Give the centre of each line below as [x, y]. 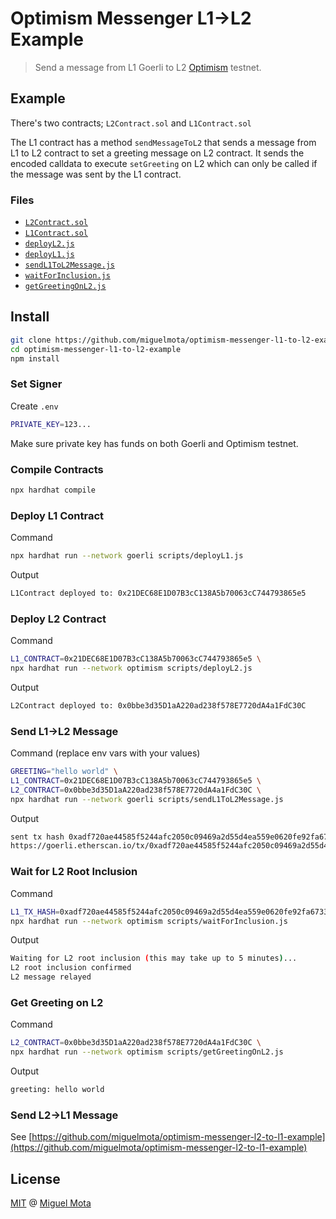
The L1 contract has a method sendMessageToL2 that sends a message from [163, 142]
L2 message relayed [51, 977]
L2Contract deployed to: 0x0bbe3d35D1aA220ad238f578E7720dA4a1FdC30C [158, 705]
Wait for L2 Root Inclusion [74, 872]
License [35, 1178]
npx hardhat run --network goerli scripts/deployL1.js [127, 556]
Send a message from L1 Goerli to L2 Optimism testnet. [148, 67]
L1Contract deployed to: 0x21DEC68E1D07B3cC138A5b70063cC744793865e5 [158, 593]
